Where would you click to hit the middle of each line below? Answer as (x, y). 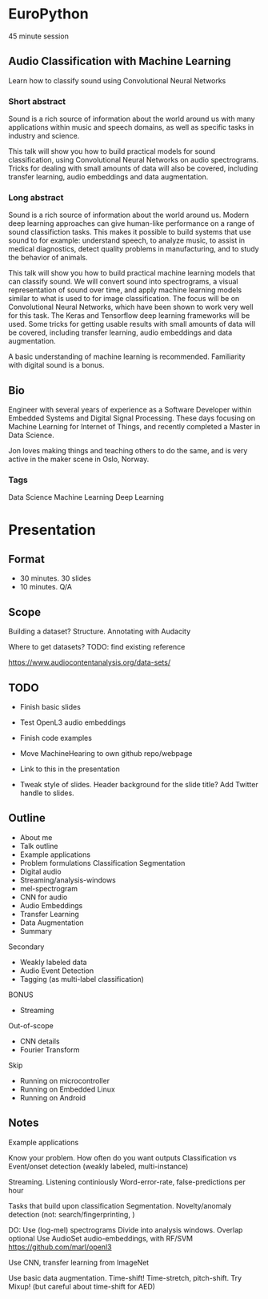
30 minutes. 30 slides (56, 578)
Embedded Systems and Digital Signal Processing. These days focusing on (132, 418)
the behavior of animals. (48, 258)
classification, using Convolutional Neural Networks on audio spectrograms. (134, 160)
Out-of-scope (31, 1025)
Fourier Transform (50, 1049)
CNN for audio (44, 897)
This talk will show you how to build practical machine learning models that (132, 273)
